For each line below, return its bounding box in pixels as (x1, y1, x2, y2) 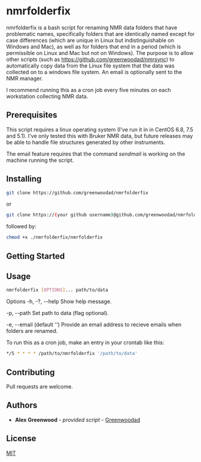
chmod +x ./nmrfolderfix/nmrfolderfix (6, 234, 103, 240)
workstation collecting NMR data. (6, 93, 89, 100)
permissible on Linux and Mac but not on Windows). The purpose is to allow (6, 49, 194, 56)
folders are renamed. (6, 328, 58, 335)
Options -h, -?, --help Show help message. (6, 298, 112, 305)
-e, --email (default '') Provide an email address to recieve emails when (6, 321, 182, 328)
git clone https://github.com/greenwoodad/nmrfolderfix (6, 189, 148, 195)
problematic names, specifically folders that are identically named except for (6, 30, 195, 37)
